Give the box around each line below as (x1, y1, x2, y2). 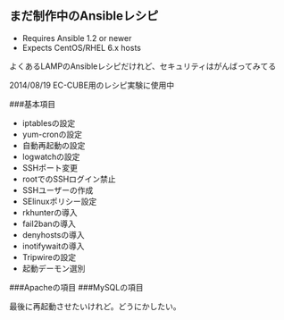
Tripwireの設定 (21, 251, 77, 262)
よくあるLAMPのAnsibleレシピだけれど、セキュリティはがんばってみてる (9, 61, 277, 72)
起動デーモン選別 (21, 263, 86, 274)
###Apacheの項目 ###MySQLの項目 (9, 282, 144, 292)
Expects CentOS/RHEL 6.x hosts (21, 42, 141, 53)
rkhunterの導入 (21, 206, 78, 217)
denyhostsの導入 (21, 229, 85, 240)
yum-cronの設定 (21, 129, 83, 139)
